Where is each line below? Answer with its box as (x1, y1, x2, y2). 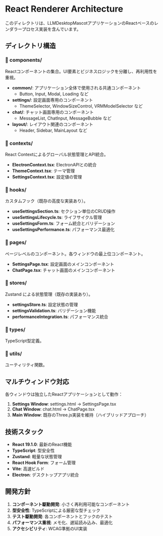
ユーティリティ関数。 (5, 362, 48, 368)
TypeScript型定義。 (5, 338, 44, 344)
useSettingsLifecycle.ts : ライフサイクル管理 (12, 214, 102, 220)
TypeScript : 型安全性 (12, 447, 55, 453)
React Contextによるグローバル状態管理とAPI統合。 (5, 151, 109, 157)
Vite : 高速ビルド (12, 466, 45, 472)
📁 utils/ (5, 350, 22, 357)
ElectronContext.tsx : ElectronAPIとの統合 (12, 161, 97, 167)
